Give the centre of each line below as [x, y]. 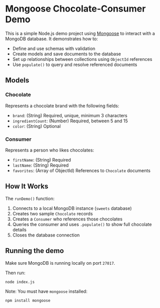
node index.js [20, 282]
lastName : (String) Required [41, 165]
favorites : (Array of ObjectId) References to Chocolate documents [82, 170]
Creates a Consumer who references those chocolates [67, 219]
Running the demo [35, 251]
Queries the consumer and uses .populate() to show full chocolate [82, 224]
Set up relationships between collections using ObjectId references [82, 59]
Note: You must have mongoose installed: [46, 291]
